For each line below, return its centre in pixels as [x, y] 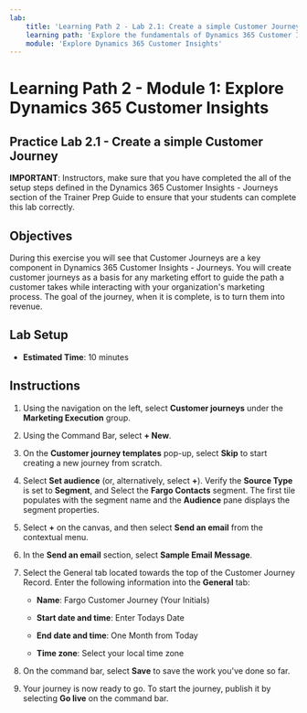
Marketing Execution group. [76, 418]
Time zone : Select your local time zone [110, 653]
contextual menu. [55, 537]
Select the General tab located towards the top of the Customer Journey [159, 572]
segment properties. [61, 509]
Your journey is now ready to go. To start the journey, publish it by [147, 688]
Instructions [45, 386]
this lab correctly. [42, 208]
